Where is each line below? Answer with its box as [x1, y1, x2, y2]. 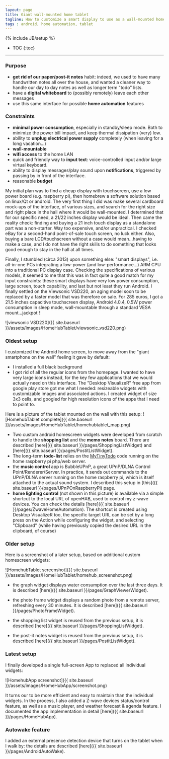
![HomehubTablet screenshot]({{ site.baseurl [5, 567, 98, 573]
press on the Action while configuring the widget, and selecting [12, 517, 144, 523]
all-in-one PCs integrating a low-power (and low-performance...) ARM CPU [5, 261, 161, 267]
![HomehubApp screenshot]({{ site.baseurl [5, 677, 94, 683]
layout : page [5, 7, 33, 13]
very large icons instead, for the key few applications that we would [12, 374, 153, 381]
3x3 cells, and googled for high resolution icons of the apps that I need [12, 396, 160, 402]
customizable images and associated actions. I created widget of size [12, 391, 157, 397]
